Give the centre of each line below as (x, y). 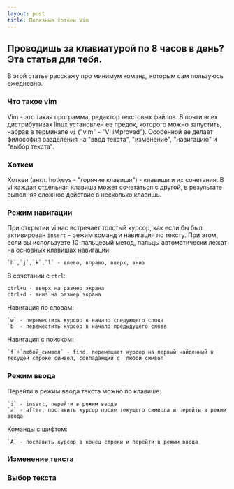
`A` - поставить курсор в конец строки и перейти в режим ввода (103, 442)
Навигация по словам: (41, 308)
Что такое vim (32, 102)
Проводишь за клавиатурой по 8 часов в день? (116, 48)
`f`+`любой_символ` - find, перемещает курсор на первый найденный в (111, 352)
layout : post (26, 14)
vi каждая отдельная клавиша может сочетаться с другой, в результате (115, 187)
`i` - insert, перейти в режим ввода (62, 404)
